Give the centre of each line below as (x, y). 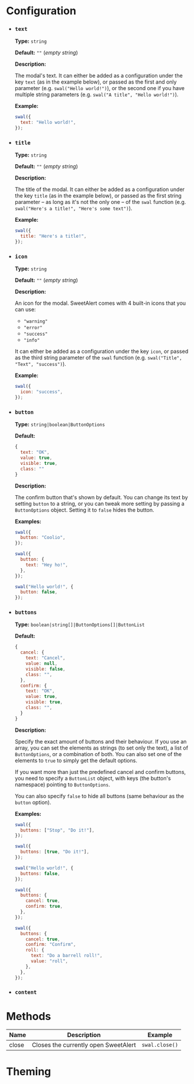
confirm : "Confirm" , (51, 945)
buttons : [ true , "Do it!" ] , (55, 852)
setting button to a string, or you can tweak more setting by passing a (99, 503)
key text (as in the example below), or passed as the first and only (96, 82)
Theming (29, 1071)
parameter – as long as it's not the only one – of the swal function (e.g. (100, 202)
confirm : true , (44, 906)
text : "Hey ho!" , (47, 565)
